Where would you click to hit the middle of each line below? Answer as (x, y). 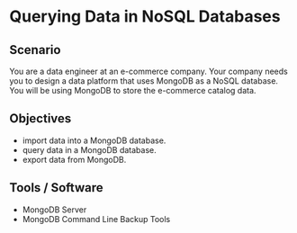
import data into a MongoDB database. (94, 140)
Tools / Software (56, 188)
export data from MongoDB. (74, 159)
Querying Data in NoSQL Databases (145, 17)
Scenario (35, 50)
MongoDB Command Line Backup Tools (96, 219)
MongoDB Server (54, 210)
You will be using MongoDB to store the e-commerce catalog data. (133, 90)
